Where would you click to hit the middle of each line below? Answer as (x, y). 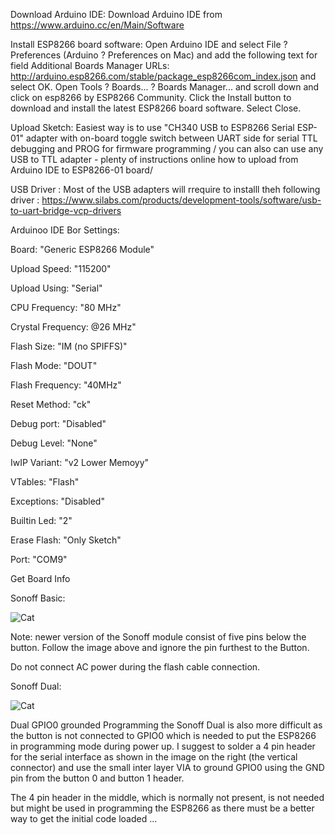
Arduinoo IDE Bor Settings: (65, 230)
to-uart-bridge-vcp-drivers (66, 210)
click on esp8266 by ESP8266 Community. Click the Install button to (151, 97)
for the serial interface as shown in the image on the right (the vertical (154, 757)
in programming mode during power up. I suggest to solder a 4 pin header (163, 746)
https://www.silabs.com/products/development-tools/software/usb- (181, 200)
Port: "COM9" (39, 559)
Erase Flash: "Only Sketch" (66, 540)
